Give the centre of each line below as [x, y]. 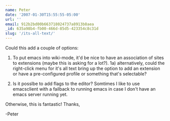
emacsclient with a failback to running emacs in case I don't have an [84, 89]
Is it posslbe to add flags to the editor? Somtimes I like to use [76, 84]
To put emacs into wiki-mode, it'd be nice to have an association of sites [88, 58]
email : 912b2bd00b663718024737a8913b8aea [50, 24]
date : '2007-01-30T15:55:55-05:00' [43, 15]
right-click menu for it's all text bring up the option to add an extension [87, 68]
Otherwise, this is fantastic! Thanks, [43, 104]
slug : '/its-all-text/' [30, 33]
